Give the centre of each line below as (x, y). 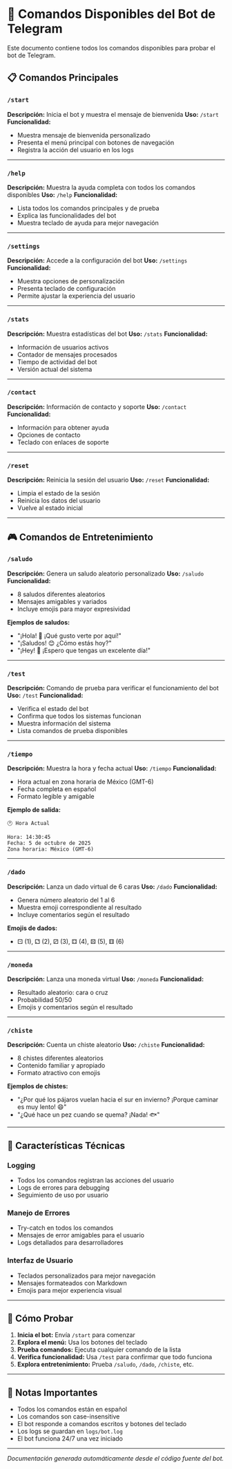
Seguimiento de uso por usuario (62, 1195)
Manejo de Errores (39, 1213)
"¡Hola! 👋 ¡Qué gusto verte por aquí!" (69, 636)
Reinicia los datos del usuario (59, 501)
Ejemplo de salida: (34, 810)
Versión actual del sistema (55, 369)
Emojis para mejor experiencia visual (69, 1290)
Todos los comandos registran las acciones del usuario (96, 1180)
